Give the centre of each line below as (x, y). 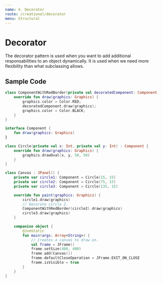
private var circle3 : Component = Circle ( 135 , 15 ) (66, 186)
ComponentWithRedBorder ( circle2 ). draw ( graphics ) (73, 209)
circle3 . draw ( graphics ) (46, 213)
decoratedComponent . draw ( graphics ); (59, 106)
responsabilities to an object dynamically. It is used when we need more (77, 61)
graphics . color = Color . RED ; (52, 102)
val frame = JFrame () (53, 244)
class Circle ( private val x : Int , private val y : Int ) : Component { (77, 146)
